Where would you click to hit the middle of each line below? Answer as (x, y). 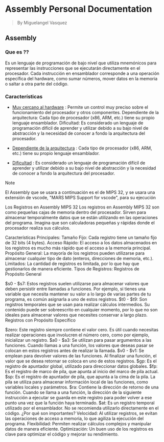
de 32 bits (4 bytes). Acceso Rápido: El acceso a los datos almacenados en (81, 242)
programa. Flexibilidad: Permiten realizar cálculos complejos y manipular (78, 423)
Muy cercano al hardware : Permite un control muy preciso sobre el (80, 107)
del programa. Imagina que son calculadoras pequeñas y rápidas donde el (80, 223)
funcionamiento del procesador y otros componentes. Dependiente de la (85, 112)
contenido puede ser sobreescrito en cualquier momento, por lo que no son (82, 309)
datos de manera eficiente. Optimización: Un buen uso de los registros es (79, 429)
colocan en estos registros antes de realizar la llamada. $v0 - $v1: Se (75, 351)
